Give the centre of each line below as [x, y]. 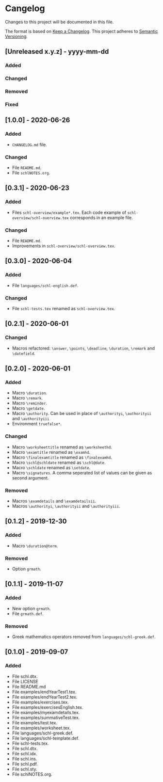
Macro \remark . [27, 398]
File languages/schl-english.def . [45, 285]
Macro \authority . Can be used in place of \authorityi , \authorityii [82, 414]
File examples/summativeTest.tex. [46, 718]
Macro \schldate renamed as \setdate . [51, 467]
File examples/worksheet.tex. [41, 728]
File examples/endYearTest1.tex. [44, 692]
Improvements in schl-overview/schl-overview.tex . [64, 246]
